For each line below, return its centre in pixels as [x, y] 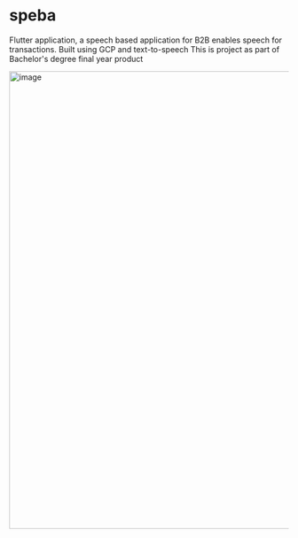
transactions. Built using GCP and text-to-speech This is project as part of [145, 49]
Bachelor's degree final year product [76, 58]
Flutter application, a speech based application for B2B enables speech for [145, 40]
